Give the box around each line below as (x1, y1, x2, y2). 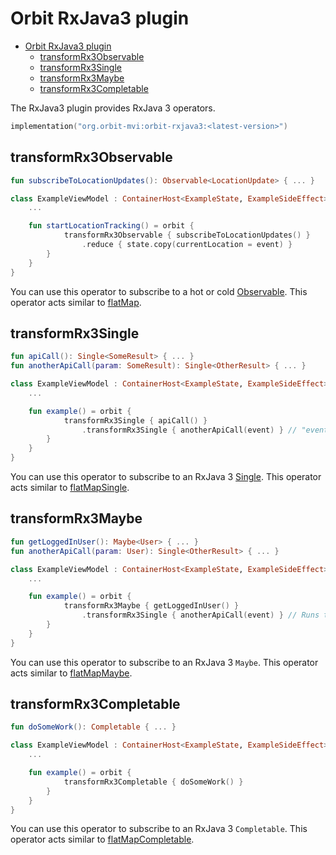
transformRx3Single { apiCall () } (63, 415, 208, 426)
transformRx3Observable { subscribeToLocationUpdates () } (63, 230, 311, 241)
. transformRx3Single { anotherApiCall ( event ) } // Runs (81, 610, 320, 621)
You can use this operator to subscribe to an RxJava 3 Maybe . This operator (10, 656, 319, 668)
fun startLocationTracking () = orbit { (28, 221, 195, 231)
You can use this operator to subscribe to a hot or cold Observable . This (10, 285, 308, 297)
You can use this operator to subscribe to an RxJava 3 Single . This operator (10, 471, 322, 483)
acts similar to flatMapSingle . (10, 482, 130, 494)
